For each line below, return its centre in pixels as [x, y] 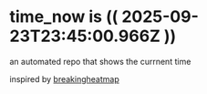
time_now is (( [64, 17]
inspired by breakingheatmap [65, 78]
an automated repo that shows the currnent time [100, 61]
